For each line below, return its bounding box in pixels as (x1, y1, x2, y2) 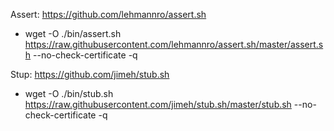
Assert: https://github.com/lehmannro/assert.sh (10, 9, 207, 20)
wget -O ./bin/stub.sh (24, 88, 114, 99)
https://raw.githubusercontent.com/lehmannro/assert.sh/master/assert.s (24, 39, 324, 50)
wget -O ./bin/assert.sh (24, 28, 122, 39)
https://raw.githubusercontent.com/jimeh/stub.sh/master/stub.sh (24, 99, 292, 110)
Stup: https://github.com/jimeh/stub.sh (10, 69, 170, 80)
